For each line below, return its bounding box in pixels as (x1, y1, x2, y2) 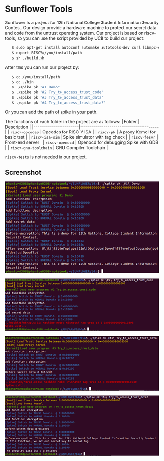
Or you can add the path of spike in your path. (5, 109, 98, 115)
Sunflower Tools (5, 3, 73, 15)
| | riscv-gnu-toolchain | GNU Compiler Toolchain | (5, 144, 108, 150)
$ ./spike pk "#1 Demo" (11, 85, 60, 90)
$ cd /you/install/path (11, 74, 60, 79)
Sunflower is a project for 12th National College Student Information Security (5, 20, 159, 25)
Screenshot (5, 168, 41, 176)
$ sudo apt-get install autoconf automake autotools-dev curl (11, 45, 141, 50)
